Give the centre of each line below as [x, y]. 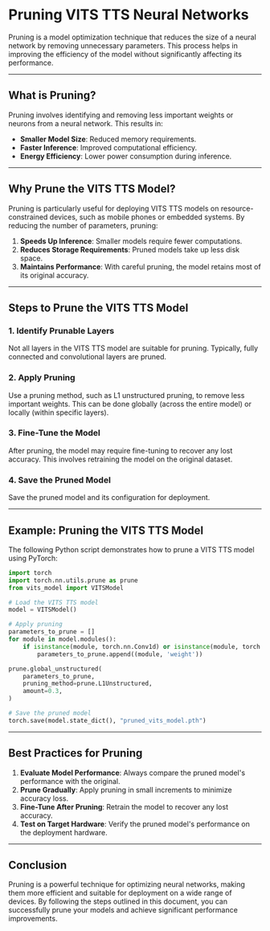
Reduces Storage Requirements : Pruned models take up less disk [130, 249]
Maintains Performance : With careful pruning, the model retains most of [140, 266]
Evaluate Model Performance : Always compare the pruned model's [133, 773]
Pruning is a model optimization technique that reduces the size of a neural [133, 37]
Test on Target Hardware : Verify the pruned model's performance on [135, 824]
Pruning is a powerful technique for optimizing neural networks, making [127, 884]
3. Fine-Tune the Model [54, 433]
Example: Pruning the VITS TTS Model [106, 530]
